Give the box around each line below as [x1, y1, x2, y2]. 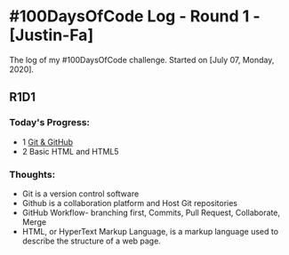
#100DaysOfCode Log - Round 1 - [9, 6, 261, 27]
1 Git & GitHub [21, 136, 74, 147]
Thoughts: [9, 168, 56, 180]
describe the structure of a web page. [21, 235, 162, 246]
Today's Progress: [9, 116, 91, 129]
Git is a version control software [21, 188, 140, 199]
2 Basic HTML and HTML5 [21, 146, 119, 156]
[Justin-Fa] [9, 25, 94, 45]
